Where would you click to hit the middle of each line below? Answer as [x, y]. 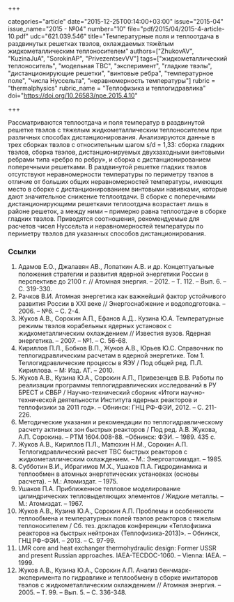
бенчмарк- [175, 570]
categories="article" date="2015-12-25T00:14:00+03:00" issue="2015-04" [116, 21]
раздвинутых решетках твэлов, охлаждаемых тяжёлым [91, 44]
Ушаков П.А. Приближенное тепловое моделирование [99, 489]
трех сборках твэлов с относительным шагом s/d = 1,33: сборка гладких [116, 145]
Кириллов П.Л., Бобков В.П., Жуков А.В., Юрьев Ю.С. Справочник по [120, 348]
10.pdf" [18, 36]
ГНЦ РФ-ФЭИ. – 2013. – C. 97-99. [67, 541]
